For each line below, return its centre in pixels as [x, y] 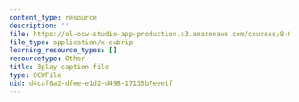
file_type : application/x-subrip [71, 42]
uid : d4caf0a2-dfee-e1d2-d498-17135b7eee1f [91, 83]
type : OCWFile [36, 75]
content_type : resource [53, 17]
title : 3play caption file [59, 67]
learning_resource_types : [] [63, 51]
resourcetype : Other [48, 59]
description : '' [39, 26]
